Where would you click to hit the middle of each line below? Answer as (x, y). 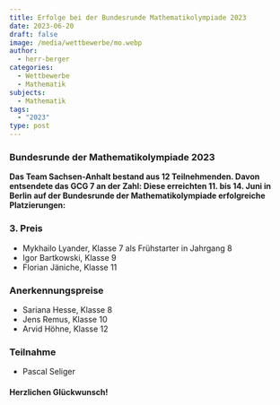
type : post (30, 126)
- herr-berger (44, 59)
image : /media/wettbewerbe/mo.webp (76, 43)
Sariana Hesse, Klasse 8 (67, 309)
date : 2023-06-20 (42, 26)
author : (24, 51)
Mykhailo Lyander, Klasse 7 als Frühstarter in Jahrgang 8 (127, 248)
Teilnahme (33, 352)
